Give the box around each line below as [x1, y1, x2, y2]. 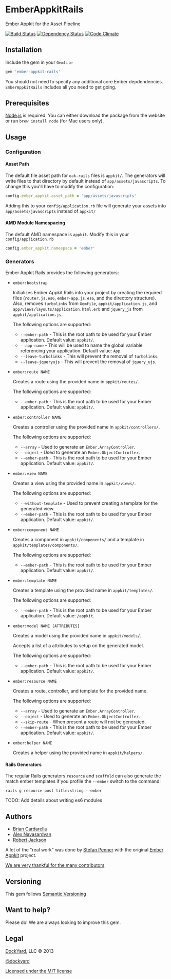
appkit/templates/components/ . [12, 542, 79, 548]
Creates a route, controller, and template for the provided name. [12, 688, 148, 694]
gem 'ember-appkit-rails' [5, 69, 61, 74]
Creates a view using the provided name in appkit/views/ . [12, 480, 136, 487]
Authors [5, 812, 32, 821]
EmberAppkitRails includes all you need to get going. [5, 84, 117, 90]
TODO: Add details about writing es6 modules [5, 797, 103, 804]
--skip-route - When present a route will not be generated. [20, 719, 146, 725]
